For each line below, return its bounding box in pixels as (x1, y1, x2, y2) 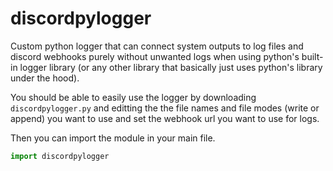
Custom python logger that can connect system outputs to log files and (10, 40, 304, 52)
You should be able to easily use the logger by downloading (10, 91, 257, 103)
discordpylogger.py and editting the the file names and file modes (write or (10, 102, 320, 114)
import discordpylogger (10, 151, 110, 161)
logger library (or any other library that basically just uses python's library (19, 61, 323, 73)
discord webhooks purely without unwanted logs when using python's (10, 50, 300, 62)
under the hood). (10, 72, 80, 84)
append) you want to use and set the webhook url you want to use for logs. (10, 112, 320, 124)
